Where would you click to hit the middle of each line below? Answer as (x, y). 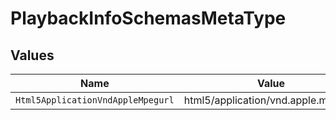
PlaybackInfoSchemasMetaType (148, 18)
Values (32, 55)
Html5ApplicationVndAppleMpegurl (95, 100)
